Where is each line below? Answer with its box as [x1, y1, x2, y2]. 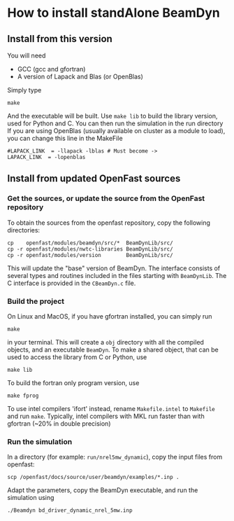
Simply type [7, 86, 42, 94]
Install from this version [7, 33, 113, 45]
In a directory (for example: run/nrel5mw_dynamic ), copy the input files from [7, 453, 223, 461]
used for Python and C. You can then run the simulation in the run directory [7, 119, 224, 127]
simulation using [7, 494, 54, 502]
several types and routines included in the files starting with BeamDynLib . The [7, 271, 227, 279]
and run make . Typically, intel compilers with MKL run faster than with [7, 412, 205, 420]
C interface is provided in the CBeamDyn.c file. [7, 279, 136, 287]
